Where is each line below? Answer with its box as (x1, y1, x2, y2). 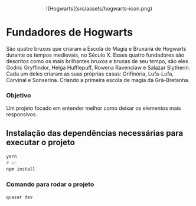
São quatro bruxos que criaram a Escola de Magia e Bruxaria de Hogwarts (6, 45, 187, 52)
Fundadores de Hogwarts (6, 26, 133, 39)
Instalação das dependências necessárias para (6, 128, 184, 138)
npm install (6, 166, 35, 172)
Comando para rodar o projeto (6, 180, 94, 188)
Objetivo (6, 91, 31, 99)
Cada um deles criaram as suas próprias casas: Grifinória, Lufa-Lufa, (6, 70, 174, 77)
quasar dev (6, 194, 33, 200)
